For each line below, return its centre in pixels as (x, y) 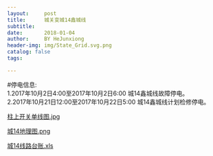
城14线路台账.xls (30, 146)
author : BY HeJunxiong (46, 39)
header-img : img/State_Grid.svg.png (59, 45)
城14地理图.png (29, 131)
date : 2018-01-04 (41, 33)
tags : (15, 58)
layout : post (32, 13)
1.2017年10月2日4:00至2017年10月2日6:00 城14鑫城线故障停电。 (98, 93)
